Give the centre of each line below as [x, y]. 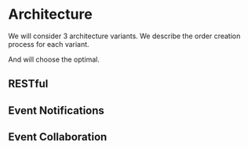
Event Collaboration [58, 137]
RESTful [28, 84]
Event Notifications [56, 110]
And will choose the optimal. [54, 59]
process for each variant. [49, 44]
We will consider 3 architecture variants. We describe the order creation [124, 36]
